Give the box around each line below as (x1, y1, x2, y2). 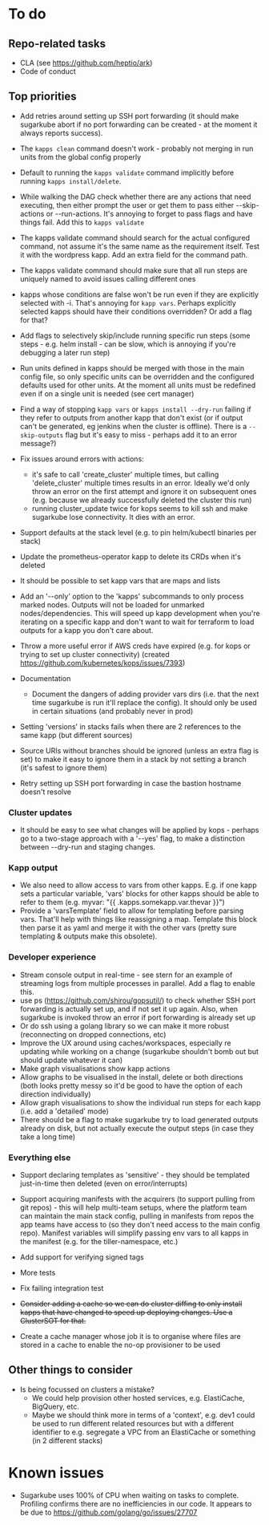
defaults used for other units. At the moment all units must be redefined (19, 380, 256, 390)
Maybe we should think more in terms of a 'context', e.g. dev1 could (31, 1409, 255, 1420)
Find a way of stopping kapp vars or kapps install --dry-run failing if (19, 404, 251, 414)
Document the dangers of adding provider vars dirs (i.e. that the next (31, 689, 259, 699)
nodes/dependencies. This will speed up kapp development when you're (19, 608, 260, 618)
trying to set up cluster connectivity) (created (19, 649, 170, 659)
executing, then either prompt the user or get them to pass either (19, 200, 235, 209)
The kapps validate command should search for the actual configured (19, 233, 251, 242)
